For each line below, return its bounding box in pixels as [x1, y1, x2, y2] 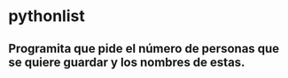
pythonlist [8, 6, 85, 26]
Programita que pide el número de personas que [8, 41, 280, 56]
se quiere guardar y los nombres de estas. [8, 54, 245, 69]
